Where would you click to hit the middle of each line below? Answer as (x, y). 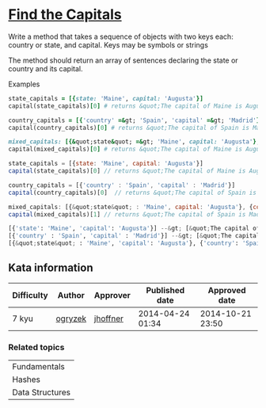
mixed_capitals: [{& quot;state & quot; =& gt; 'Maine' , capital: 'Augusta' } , (134, 142)
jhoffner (109, 318)
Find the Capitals (65, 15)
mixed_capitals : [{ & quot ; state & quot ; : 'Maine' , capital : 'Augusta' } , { (131, 207)
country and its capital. (46, 68)
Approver (112, 295)
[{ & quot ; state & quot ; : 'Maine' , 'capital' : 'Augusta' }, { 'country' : (123, 243)
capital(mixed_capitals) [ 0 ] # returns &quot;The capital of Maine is (125, 149)
